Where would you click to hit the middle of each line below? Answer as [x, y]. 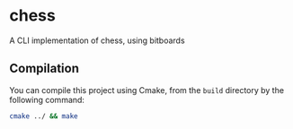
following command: [47, 99]
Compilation [44, 69]
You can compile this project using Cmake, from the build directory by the [147, 90]
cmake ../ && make [44, 116]
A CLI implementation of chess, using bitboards [98, 40]
